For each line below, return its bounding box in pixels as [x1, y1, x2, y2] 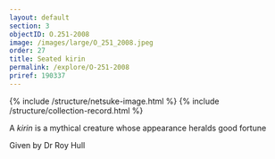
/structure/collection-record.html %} [9, 105, 144, 116]
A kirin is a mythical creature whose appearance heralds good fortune [9, 122, 267, 133]
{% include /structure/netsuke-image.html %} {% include [9, 96, 220, 106]
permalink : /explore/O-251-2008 [9, 63, 129, 72]
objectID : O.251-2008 [9, 29, 90, 38]
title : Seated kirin [9, 54, 87, 63]
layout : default [9, 13, 70, 22]
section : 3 [9, 21, 50, 30]
